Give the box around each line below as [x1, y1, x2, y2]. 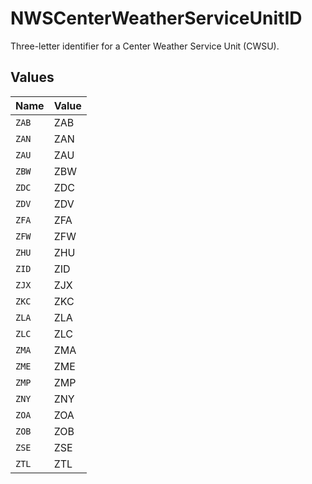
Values [10, 69, 55, 86]
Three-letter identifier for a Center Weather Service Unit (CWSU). [10, 40, 280, 52]
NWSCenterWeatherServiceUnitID [10, 7, 303, 30]
